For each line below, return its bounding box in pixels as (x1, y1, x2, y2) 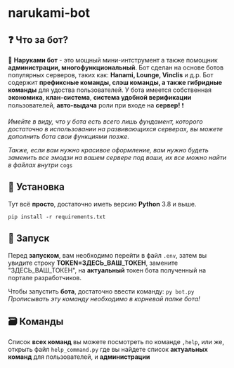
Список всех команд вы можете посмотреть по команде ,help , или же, (8, 338, 224, 346)
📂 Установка (8, 181, 65, 193)
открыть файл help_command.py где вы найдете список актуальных (8, 346, 208, 354)
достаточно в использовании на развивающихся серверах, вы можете (8, 125, 223, 133)
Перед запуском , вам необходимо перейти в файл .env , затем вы (8, 251, 207, 259)
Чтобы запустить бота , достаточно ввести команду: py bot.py (8, 287, 195, 296)
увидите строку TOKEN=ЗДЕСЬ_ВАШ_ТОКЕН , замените (8, 258, 178, 267)
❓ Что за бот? (8, 34, 69, 46)
